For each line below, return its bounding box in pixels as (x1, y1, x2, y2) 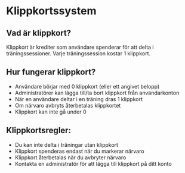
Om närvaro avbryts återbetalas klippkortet (14, 102, 121, 109)
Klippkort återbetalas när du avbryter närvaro (14, 153, 127, 161)
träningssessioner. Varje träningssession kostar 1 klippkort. (6, 50, 151, 57)
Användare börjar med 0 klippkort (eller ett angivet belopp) (14, 83, 160, 90)
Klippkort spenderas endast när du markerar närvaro (14, 147, 144, 155)
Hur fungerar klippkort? (6, 67, 96, 77)
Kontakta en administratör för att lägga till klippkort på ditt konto (14, 160, 172, 167)
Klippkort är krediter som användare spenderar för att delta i (6, 43, 154, 51)
